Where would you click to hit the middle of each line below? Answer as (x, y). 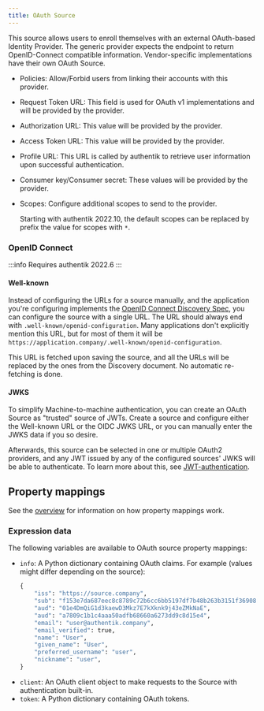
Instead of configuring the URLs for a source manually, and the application (129, 300)
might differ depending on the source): (82, 571)
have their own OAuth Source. (57, 63)
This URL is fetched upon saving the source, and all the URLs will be (119, 357)
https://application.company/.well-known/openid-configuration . (115, 342)
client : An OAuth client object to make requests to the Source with (128, 682)
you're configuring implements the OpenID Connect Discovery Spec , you (126, 309)
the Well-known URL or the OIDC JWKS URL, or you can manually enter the (130, 426)
